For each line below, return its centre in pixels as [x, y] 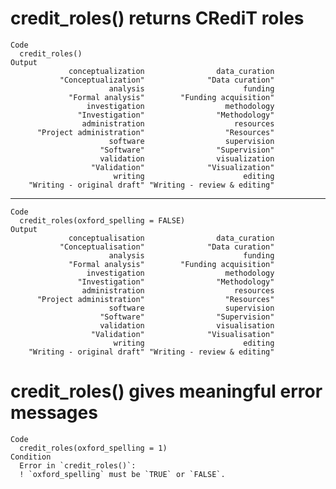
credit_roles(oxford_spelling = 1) [93, 448]
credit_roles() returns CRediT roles [157, 18]
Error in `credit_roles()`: [78, 465]
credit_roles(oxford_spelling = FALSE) [102, 220]
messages [54, 413]
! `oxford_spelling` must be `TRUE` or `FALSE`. [122, 474]
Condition [31, 457]
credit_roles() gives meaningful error [166, 391]
